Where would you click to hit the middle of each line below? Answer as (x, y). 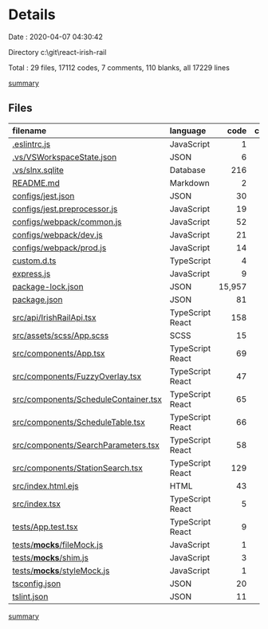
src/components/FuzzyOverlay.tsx (77, 376)
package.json (37, 299)
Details (32, 15)
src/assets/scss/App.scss (61, 335)
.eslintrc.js (32, 143)
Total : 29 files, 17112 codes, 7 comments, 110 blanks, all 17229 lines (119, 67)
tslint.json (30, 596)
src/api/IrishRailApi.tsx (55, 317)
